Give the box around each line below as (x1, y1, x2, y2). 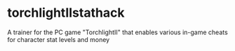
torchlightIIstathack (7, 5, 125, 21)
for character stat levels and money (7, 35, 110, 43)
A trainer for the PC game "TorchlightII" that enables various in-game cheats (7, 28, 228, 36)
